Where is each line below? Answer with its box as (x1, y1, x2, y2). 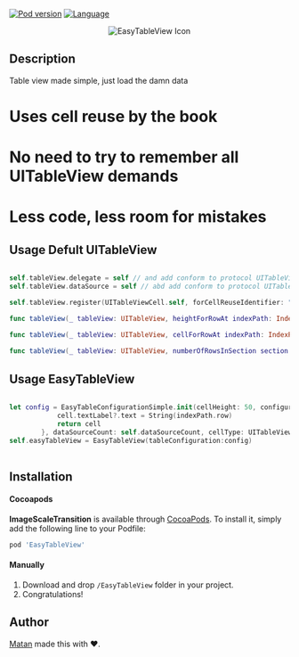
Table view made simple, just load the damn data (9, 75, 189, 86)
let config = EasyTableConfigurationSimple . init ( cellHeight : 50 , (9, 403, 256, 412)
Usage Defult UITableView (9, 242, 158, 258)
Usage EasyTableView (9, 371, 135, 387)
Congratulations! (21, 589, 84, 600)
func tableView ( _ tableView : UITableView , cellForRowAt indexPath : (9, 330, 265, 339)
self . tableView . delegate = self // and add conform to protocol (9, 274, 253, 283)
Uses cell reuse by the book (9, 107, 218, 127)
